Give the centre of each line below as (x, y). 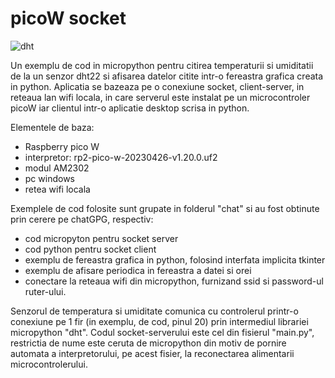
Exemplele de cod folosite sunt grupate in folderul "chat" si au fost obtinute (165, 208)
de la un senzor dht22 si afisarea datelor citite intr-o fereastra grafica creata (167, 76)
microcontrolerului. (49, 364)
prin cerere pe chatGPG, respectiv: (82, 219)
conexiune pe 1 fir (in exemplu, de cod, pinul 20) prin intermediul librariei (159, 321)
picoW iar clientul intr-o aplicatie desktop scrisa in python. (130, 108)
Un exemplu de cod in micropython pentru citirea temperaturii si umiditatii (162, 65)
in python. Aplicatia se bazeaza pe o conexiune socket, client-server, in (157, 86)
